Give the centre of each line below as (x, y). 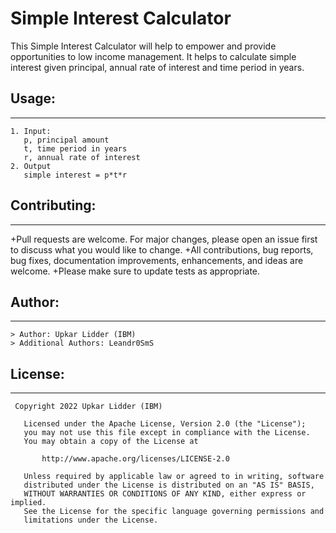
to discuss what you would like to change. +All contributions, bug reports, (162, 249)
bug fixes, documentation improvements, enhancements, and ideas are (157, 260)
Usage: (33, 98)
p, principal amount (66, 140)
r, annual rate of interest (82, 157)
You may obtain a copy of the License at (111, 442)
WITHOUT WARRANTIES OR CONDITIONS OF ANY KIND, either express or (165, 494)
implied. (28, 503)
